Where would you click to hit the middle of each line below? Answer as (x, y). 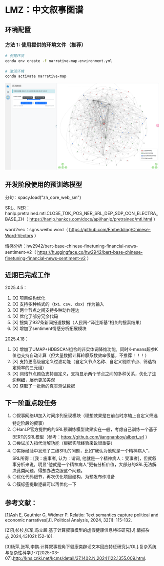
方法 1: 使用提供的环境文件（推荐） (46, 44)
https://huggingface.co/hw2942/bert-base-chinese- (90, 252)
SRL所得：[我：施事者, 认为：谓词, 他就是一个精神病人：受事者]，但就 (82, 458)
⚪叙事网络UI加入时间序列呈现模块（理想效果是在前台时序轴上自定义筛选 (85, 415)
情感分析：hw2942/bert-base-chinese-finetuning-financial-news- (72, 246)
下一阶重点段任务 (31, 403)
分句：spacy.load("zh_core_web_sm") (43, 197)
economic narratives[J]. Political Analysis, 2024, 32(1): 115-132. (69, 520)
